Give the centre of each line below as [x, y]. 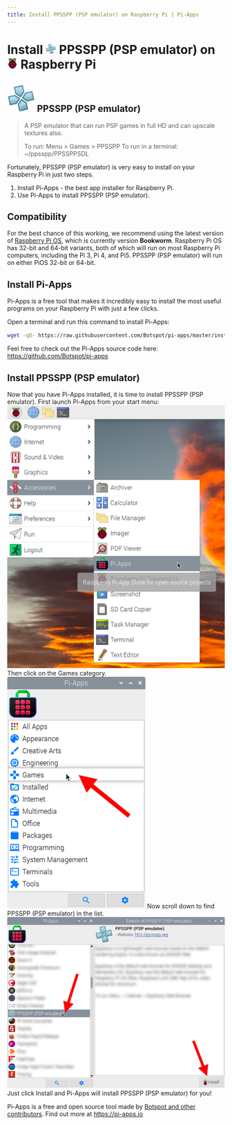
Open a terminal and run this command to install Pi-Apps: [88, 322]
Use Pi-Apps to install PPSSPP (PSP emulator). [83, 195]
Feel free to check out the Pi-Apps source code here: [83, 348]
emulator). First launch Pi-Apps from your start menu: [83, 402]
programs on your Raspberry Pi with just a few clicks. [83, 308]
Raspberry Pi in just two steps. [51, 174]
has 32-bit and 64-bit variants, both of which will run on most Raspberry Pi [114, 248]
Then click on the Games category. [57, 673]
